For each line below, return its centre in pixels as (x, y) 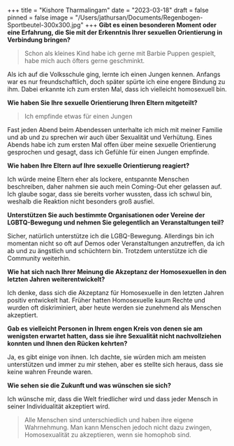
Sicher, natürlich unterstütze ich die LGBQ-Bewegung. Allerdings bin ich (111, 236)
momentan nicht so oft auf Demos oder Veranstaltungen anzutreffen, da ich (116, 243)
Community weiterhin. (39, 258)
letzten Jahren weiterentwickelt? (56, 279)
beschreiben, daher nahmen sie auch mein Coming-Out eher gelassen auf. (115, 187)
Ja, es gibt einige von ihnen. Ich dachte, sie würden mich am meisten (107, 357)
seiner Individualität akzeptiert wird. (59, 406)
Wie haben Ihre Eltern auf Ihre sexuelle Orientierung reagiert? (98, 166)
